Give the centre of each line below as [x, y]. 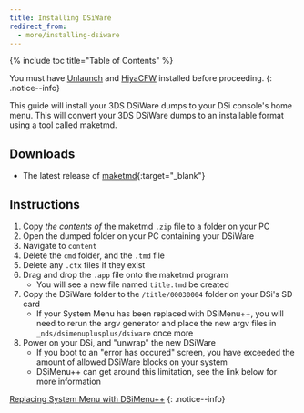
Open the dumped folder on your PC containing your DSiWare [138, 236]
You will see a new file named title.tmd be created [132, 284]
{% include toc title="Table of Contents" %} [91, 61]
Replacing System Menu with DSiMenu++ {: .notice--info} [117, 399]
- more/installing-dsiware [69, 35]
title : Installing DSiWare [61, 18]
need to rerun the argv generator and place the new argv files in [156, 323]
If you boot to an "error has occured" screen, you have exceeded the [165, 352]
